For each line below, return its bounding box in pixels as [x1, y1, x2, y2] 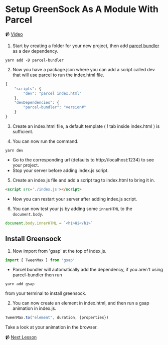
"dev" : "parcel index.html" [23, 91, 82, 96]
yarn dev [5, 148, 24, 153]
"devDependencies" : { [14, 100, 59, 105]
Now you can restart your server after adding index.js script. [12, 196, 137, 202]
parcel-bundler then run [12, 272, 62, 278]
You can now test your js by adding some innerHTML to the [12, 206, 133, 212]
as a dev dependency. [12, 48, 59, 54]
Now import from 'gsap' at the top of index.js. [12, 248, 107, 254]
